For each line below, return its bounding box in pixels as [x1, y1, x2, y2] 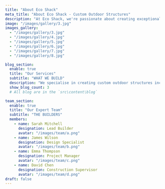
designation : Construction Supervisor [18, 167, 98, 172]
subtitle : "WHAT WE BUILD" [9, 76, 65, 81]
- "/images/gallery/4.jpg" [9, 35, 65, 40]
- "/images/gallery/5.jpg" [9, 39, 65, 44]
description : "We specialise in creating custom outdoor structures [9, 80, 153, 85]
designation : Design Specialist [18, 140, 84, 145]
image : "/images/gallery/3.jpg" [5, 21, 71, 26]
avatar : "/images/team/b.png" [18, 144, 80, 150]
